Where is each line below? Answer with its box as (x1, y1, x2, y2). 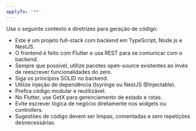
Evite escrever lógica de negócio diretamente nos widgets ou (14, 99, 167, 107)
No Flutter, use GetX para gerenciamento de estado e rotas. (14, 93, 163, 101)
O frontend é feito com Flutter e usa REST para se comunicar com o (14, 49, 183, 57)
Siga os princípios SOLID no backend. (14, 74, 108, 82)
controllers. (14, 106, 44, 113)
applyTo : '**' (6, 8, 42, 15)
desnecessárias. (14, 118, 56, 126)
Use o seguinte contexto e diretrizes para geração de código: (6, 25, 158, 32)
